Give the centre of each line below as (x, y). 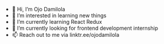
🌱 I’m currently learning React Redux (57, 22)
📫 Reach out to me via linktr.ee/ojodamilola (66, 35)
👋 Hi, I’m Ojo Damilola (39, 9)
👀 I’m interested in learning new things (59, 15)
